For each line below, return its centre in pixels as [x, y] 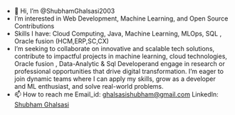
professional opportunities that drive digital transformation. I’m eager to [119, 71]
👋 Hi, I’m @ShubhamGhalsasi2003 [64, 11]
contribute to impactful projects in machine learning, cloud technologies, [121, 56]
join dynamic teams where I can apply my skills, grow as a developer [115, 79]
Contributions [34, 26]
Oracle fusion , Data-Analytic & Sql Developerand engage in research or [120, 64]
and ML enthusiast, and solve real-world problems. [89, 86]
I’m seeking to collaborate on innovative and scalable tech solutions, [114, 49]
